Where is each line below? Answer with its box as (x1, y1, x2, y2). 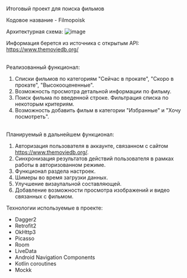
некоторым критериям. (14, 100, 74, 108)
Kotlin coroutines (14, 260, 57, 267)
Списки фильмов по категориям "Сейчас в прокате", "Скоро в (14, 75, 174, 82)
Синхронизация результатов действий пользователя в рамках (14, 155, 174, 162)
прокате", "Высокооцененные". (14, 81, 94, 89)
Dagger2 (14, 216, 37, 223)
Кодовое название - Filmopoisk (6, 17, 85, 23)
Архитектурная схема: (6, 28, 64, 35)
